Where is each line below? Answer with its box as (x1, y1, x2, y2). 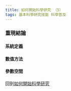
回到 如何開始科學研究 (5, 80, 49, 86)
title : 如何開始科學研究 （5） (5, 7, 63, 13)
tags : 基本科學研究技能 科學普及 (5, 12, 66, 17)
